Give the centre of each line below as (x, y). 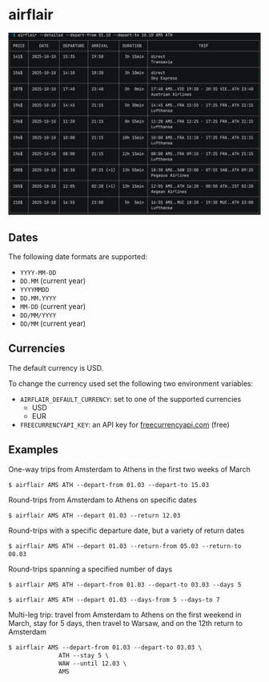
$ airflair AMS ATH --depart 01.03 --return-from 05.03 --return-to (125, 546)
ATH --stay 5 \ (84, 656)
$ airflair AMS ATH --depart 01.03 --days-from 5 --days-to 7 (114, 599)
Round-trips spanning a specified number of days (90, 569)
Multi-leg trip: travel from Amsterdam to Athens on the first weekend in (125, 615)
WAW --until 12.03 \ (93, 664)
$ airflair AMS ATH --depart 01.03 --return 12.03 (94, 515)
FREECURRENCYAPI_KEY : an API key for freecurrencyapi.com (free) (124, 424)
